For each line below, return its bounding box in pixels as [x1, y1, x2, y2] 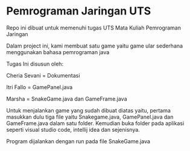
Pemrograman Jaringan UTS [6, 4, 151, 18]
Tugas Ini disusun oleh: [6, 60, 64, 67]
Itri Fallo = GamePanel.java [6, 83, 73, 91]
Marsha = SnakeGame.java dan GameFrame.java [6, 95, 128, 102]
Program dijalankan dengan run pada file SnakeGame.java [6, 137, 151, 145]
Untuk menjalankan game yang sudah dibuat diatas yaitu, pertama [6, 106, 171, 114]
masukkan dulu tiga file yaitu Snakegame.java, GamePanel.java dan [6, 113, 174, 120]
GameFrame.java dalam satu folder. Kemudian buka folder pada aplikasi [6, 119, 185, 127]
